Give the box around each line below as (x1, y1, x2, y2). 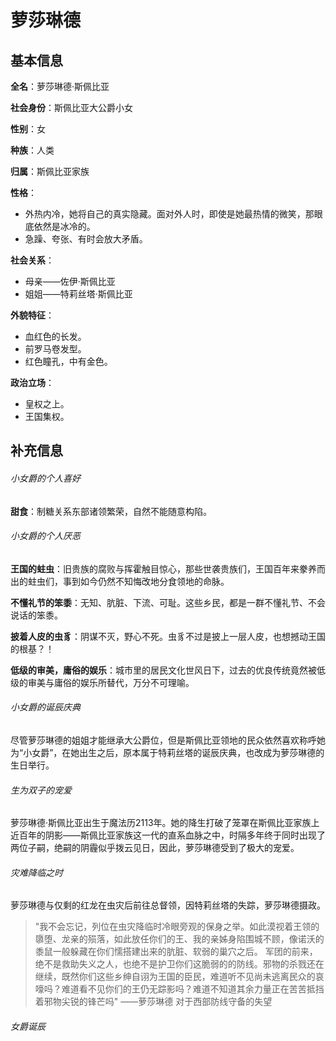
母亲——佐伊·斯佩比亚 (24, 276, 116, 287)
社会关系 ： (10, 254, 55, 266)
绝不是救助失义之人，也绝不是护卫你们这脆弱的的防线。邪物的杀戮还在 (34, 958, 325, 970)
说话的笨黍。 (10, 609, 63, 621)
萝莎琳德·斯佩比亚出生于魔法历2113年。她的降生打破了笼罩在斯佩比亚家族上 (10, 817, 320, 829)
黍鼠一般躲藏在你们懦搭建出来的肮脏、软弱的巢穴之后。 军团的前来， (34, 946, 318, 958)
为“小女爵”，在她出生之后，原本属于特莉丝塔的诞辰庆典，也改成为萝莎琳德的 (10, 747, 325, 758)
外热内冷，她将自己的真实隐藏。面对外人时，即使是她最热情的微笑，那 (24, 208, 315, 220)
